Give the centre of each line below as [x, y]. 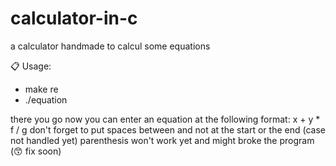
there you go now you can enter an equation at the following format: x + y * [165, 119]
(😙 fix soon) [36, 151]
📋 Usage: [31, 66]
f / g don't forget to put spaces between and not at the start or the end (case [168, 129]
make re [41, 89]
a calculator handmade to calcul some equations [110, 46]
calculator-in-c [74, 18]
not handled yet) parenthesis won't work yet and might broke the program [162, 140]
